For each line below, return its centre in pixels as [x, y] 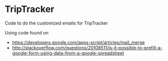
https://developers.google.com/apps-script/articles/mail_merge [78, 42]
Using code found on [27, 32]
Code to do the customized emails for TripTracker [56, 23]
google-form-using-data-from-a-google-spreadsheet [68, 53]
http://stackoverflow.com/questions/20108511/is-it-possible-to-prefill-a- [87, 47]
